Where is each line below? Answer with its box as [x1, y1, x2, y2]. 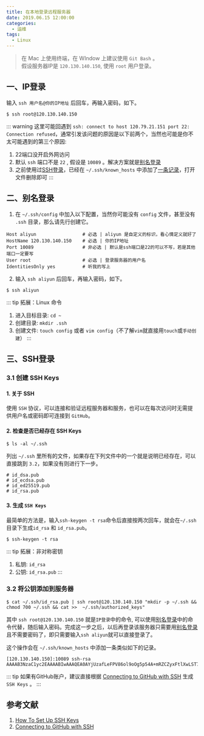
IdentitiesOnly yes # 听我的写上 [6, 263, 111, 269]
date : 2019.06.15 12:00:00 [6, 15, 75, 21]
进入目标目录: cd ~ [15, 311, 62, 319]
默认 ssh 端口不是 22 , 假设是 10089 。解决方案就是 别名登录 [15, 158, 161, 165]
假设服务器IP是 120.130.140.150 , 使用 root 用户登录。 [21, 62, 155, 69]
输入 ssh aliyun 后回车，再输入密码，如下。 [15, 275, 126, 282]
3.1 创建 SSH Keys [6, 373, 59, 382]
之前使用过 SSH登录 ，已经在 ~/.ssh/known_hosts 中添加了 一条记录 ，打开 [15, 165, 195, 173]
